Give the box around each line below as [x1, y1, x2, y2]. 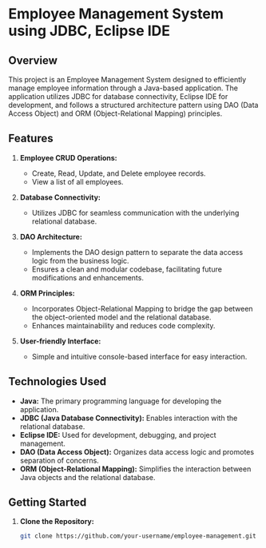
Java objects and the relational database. [19, 472, 156, 482]
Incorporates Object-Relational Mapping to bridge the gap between [31, 304, 253, 313]
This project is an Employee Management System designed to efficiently [8, 75, 247, 84]
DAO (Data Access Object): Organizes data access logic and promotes [19, 447, 254, 456]
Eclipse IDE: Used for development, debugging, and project [19, 430, 217, 439]
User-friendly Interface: [19, 336, 101, 346]
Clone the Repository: [19, 517, 94, 526]
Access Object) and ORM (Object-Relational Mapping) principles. [8, 109, 223, 118]
